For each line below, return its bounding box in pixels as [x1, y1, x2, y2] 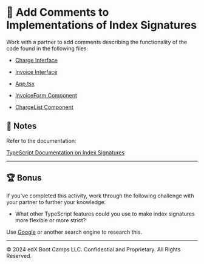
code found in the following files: [6, 45, 89, 52]
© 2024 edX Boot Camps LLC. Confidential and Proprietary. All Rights [6, 245, 181, 253]
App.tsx [15, 80, 35, 87]
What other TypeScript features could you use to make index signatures [15, 210, 195, 217]
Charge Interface [15, 56, 58, 64]
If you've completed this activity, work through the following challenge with [6, 192, 194, 199]
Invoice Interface [15, 68, 58, 75]
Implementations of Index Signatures [6, 18, 197, 32]
